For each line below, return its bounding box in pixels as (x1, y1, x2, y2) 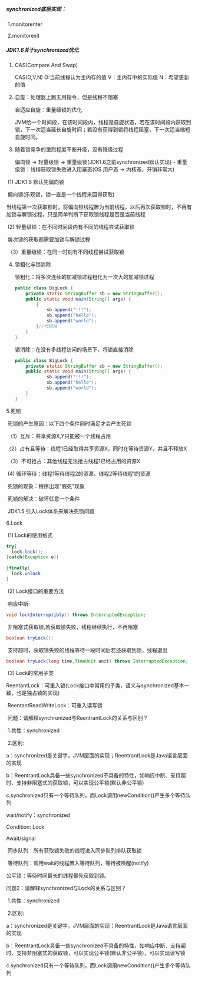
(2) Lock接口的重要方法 (7, 587, 64, 595)
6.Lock (6, 519, 23, 526)
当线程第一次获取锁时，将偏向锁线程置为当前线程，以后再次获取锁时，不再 (6, 203, 187, 210)
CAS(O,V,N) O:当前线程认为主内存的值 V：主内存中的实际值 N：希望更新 (14, 74, 190, 81)
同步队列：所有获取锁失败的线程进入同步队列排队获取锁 (7, 847, 142, 854)
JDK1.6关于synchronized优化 (6, 46, 79, 53)
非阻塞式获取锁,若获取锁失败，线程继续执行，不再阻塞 (7, 623, 138, 630)
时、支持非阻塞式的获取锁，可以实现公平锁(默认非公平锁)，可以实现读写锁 (6, 950, 186, 957)
